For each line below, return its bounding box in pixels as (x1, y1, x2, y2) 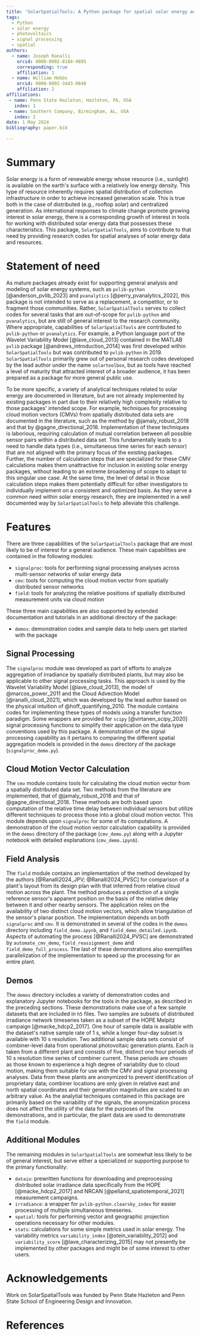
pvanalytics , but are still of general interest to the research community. (6, 317, 181, 324)
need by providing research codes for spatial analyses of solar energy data (6, 232, 190, 239)
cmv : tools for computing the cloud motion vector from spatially (14, 577, 168, 584)
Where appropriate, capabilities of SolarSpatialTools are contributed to (6, 323, 182, 330)
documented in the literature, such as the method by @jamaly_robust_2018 (6, 417, 189, 424)
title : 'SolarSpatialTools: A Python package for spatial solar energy (6, 8, 187, 15)
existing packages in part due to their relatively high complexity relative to (6, 398, 187, 405)
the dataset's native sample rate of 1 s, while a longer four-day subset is (6, 1029, 183, 1036)
